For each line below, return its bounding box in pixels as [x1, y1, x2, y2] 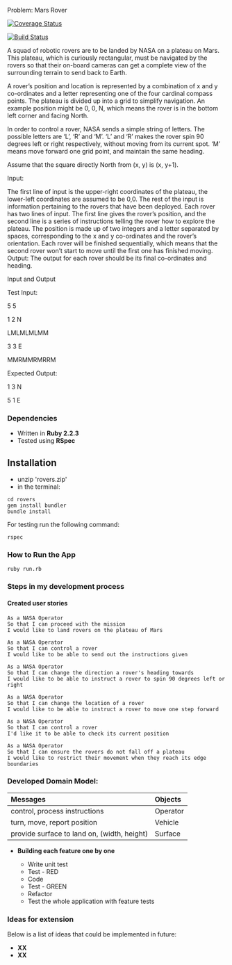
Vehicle [154, 817, 179, 827]
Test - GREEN [27, 882, 67, 891]
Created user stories [7, 599, 68, 607]
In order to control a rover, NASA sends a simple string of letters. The [7, 125, 205, 133]
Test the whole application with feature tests [27, 897, 155, 905]
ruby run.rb [7, 566, 42, 573]
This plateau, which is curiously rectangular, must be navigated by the [7, 54, 208, 62]
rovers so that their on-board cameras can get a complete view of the [7, 61, 207, 69]
